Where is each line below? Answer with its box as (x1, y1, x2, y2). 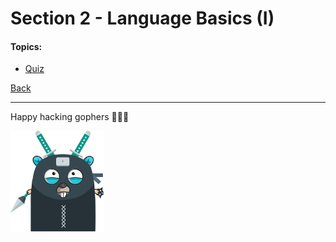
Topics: (10, 40, 43, 52)
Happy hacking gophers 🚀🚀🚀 (10, 111, 130, 123)
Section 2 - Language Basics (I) (10, 7, 275, 30)
